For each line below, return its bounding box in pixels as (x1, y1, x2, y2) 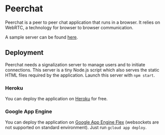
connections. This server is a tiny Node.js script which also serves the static (5, 67, 160, 73)
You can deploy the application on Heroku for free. (5, 96, 108, 102)
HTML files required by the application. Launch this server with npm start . (5, 72, 155, 78)
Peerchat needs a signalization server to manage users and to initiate (5, 61, 145, 67)
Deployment (5, 48, 44, 57)
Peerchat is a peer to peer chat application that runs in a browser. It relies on (5, 19, 160, 25)
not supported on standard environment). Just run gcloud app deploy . (5, 125, 147, 131)
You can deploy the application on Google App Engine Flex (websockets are (5, 119, 159, 125)
